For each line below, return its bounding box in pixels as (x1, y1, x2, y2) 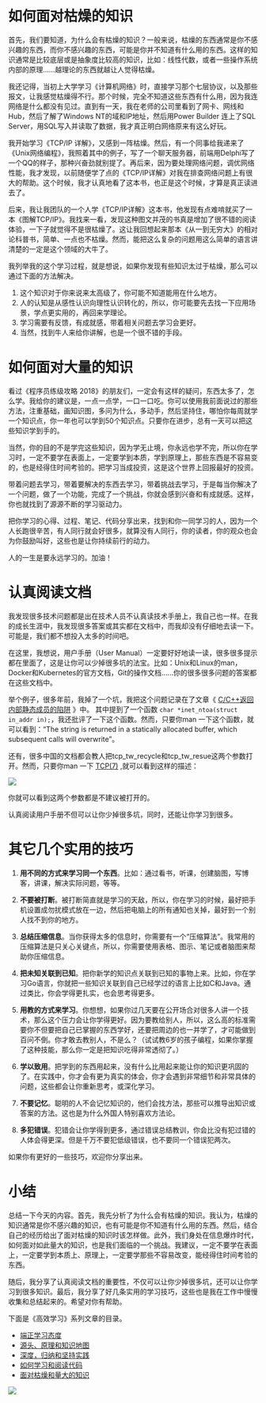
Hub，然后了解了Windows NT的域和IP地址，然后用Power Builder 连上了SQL (8, 111, 256, 121)
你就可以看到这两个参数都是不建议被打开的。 (8, 793, 154, 802)
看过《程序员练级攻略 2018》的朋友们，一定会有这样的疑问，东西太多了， (8, 386, 248, 395)
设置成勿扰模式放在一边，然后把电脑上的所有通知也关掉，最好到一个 (26, 905, 249, 914)
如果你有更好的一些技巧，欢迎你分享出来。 (8, 1151, 147, 1161)
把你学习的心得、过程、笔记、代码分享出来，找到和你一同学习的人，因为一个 (8, 516, 258, 525)
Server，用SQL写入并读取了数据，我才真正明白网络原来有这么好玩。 (8, 121, 231, 131)
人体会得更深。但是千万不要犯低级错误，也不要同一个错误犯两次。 (19, 1135, 235, 1144)
